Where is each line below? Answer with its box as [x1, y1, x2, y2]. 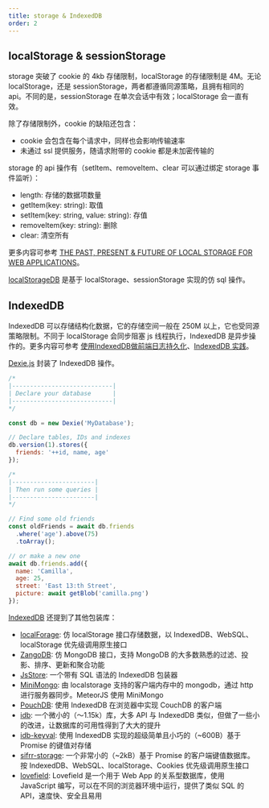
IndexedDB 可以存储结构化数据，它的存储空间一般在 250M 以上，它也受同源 [8, 321, 259, 331]
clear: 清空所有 [19, 230, 70, 240]
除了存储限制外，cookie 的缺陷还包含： [8, 118, 138, 129]
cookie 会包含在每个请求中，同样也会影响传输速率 [19, 136, 185, 146]
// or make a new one [8, 552, 81, 560]
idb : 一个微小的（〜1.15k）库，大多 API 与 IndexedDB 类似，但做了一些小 [19, 710, 260, 719]
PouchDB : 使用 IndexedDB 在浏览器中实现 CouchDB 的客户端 [19, 700, 222, 710]
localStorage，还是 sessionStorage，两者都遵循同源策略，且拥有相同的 [8, 81, 244, 91]
